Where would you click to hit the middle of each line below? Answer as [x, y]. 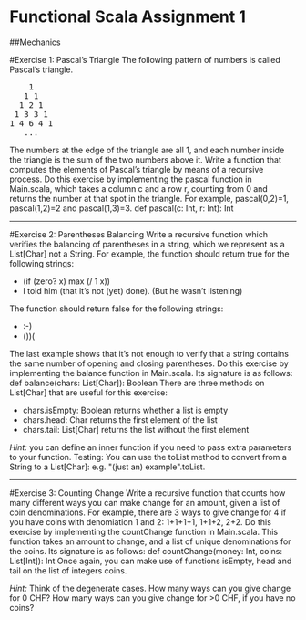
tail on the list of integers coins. [68, 570]
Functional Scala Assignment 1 [127, 17]
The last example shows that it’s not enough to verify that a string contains [149, 353]
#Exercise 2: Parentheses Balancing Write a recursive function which [139, 234]
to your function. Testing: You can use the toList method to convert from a [148, 457]
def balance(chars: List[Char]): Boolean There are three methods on [137, 383]
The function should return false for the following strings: [117, 309]
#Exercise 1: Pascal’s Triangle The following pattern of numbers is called [145, 59]
